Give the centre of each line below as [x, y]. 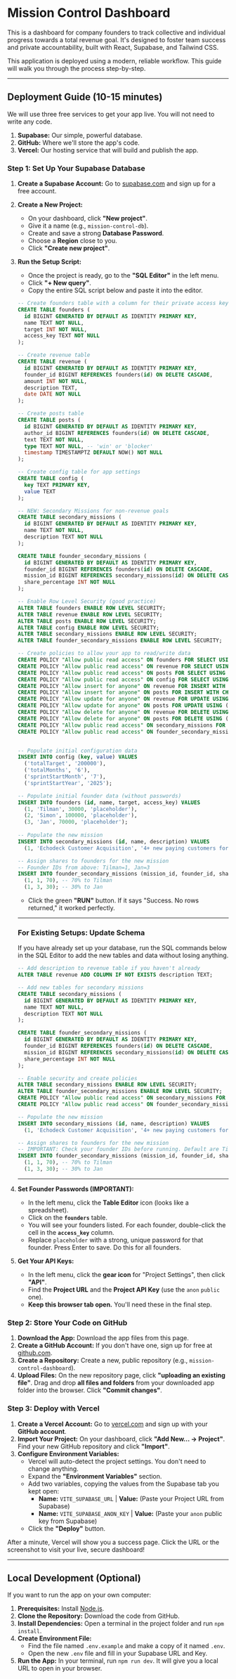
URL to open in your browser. [60, 1668]
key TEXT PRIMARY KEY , [57, 485]
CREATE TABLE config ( [51, 479]
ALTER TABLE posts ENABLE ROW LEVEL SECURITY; [87, 621]
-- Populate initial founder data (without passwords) [99, 796]
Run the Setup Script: [50, 262]
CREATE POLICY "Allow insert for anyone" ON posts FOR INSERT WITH [118, 693]
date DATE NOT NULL [53, 394]
